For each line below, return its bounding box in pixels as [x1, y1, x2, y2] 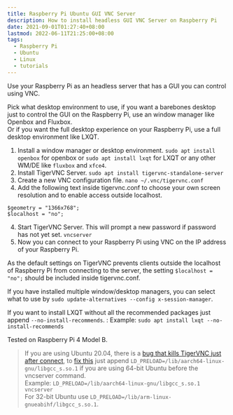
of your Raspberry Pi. [17, 245, 79, 253]
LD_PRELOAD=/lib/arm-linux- [90, 393, 172, 400]
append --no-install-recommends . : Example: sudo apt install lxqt [7, 315, 204, 324]
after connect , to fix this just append [24, 356, 129, 365]
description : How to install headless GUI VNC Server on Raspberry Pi [7, 17, 218, 24]
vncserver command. [24, 371, 86, 379]
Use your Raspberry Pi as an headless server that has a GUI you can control [7, 81, 227, 90]
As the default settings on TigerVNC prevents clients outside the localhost [7, 259, 221, 267]
